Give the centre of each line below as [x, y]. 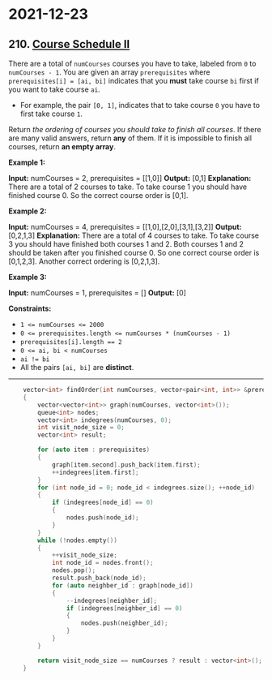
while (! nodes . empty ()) [77, 540]
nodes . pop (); [73, 570]
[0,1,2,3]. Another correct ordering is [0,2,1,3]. [84, 261]
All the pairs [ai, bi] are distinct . [77, 367]
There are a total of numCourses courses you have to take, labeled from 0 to [132, 63]
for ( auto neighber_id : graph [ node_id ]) [123, 585]
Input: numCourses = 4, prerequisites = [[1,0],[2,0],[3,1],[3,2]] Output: [125, 227]
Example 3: [28, 277]
